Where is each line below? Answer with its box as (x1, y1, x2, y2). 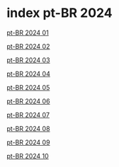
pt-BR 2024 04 (6, 69, 50, 78)
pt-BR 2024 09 (6, 138, 50, 146)
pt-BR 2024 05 (6, 83, 50, 91)
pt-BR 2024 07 (6, 110, 50, 119)
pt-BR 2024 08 (6, 124, 50, 132)
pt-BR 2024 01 (6, 28, 49, 37)
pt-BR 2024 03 (6, 55, 50, 64)
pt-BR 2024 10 (6, 151, 49, 160)
